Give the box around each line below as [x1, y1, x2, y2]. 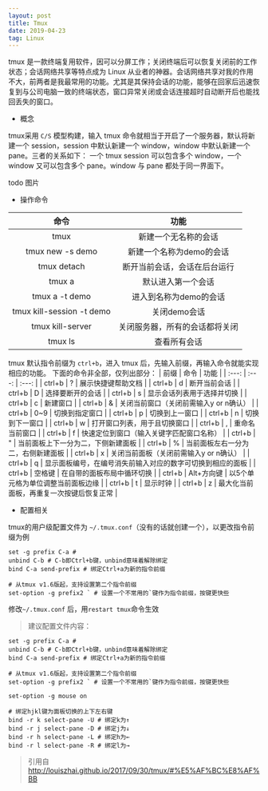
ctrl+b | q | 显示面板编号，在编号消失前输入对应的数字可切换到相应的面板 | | [8, 458, 257, 468]
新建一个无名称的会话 [138, 231, 219, 242]
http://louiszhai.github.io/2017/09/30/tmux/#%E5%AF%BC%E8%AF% [27, 765, 260, 776]
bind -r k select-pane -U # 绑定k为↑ [8, 717, 130, 725]
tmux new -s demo [25, 246, 98, 257]
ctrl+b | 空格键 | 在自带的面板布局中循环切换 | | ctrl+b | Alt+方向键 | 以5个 [8, 469, 247, 478]
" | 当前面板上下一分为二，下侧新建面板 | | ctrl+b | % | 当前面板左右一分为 [8, 438, 250, 448]
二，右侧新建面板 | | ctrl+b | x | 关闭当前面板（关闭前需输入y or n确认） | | [8, 449, 250, 458]
